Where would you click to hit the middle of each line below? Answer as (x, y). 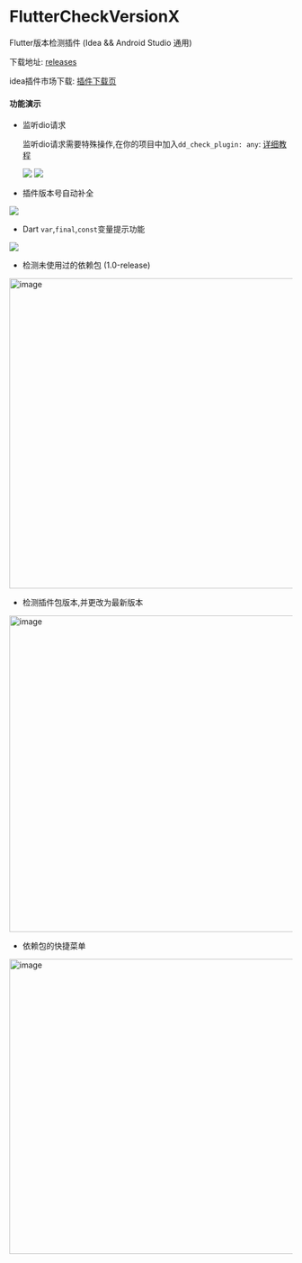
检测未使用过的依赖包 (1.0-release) (86, 265)
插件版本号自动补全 (58, 193)
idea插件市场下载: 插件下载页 (63, 81)
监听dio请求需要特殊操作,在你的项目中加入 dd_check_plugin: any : (142, 144)
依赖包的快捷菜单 (54, 946)
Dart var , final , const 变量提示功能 (84, 229)
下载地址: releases (43, 61)
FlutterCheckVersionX (94, 17)
